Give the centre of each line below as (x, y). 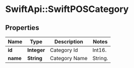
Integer (36, 50)
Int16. (99, 50)
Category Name (69, 58)
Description (69, 42)
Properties (22, 28)
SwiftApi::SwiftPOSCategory (67, 9)
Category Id (64, 50)
